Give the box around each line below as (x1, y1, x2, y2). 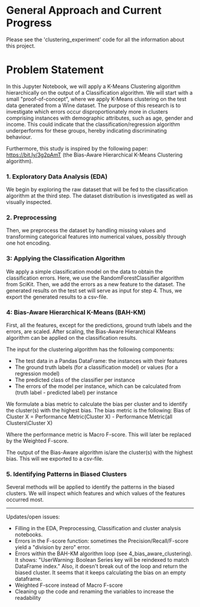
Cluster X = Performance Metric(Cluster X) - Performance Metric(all (6, 413, 173, 420)
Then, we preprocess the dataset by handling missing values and (6, 227, 166, 234)
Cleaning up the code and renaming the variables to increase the (14, 588, 174, 595)
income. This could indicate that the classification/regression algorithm (6, 120, 180, 128)
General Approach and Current (6, 4, 162, 17)
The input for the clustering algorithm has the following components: (6, 346, 174, 353)
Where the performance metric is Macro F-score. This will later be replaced (6, 431, 192, 438)
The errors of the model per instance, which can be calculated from (14, 383, 182, 390)
